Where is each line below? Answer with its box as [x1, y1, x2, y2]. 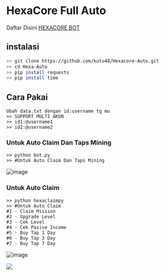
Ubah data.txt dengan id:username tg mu [6, 108, 111, 114]
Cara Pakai [6, 92, 48, 102]
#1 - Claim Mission [6, 208, 56, 214]
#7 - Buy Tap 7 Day [6, 240, 56, 247]
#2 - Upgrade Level [6, 214, 56, 220]
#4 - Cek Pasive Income [6, 224, 67, 230]
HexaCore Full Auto [6, 4, 107, 18]
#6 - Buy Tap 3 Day [6, 235, 56, 241]
